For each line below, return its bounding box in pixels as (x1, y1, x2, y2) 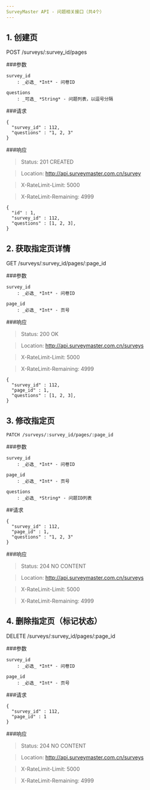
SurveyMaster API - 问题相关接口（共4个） (6, 8, 105, 15)
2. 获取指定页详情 (6, 243, 71, 253)
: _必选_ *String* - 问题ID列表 (17, 495, 92, 501)
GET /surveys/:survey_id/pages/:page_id (6, 260, 106, 267)
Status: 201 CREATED (20, 158, 74, 165)
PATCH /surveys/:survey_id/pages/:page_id (6, 432, 114, 438)
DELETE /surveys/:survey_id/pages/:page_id (6, 632, 115, 640)
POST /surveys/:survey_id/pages (6, 49, 87, 56)
